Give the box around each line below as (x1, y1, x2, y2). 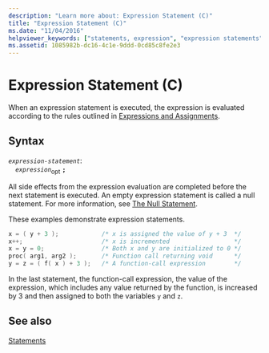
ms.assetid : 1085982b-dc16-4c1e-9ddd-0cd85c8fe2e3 (8, 42, 181, 50)
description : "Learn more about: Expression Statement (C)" (8, 11, 214, 20)
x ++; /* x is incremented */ (8, 237, 242, 245)
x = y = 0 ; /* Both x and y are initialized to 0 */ (8, 245, 242, 253)
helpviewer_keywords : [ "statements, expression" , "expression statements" (8, 34, 263, 43)
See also (8, 314, 52, 328)
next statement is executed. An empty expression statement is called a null (8, 190, 255, 200)
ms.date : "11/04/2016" (8, 26, 84, 34)
